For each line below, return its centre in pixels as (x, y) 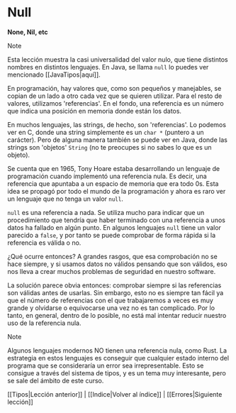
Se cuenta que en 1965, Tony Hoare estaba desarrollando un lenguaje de (114, 168)
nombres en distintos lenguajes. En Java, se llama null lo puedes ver (108, 67)
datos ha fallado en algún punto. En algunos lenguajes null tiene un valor (114, 227)
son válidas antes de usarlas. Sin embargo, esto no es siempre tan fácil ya (116, 292)
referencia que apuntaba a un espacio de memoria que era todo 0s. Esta (113, 183)
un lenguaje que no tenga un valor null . (66, 199)
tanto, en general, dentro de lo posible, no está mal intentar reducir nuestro (117, 315)
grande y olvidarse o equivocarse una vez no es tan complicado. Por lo (111, 308)
